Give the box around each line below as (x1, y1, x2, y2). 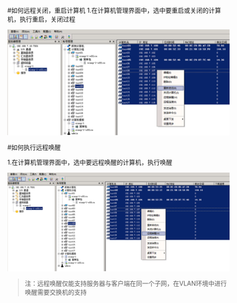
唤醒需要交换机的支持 (24, 287, 87, 296)
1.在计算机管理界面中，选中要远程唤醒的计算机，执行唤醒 (7, 158, 173, 167)
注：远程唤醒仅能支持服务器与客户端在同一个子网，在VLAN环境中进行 (24, 279, 227, 287)
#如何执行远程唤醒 (7, 143, 61, 151)
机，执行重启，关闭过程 (7, 15, 75, 23)
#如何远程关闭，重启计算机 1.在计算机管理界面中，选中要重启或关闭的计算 (7, 6, 221, 14)
